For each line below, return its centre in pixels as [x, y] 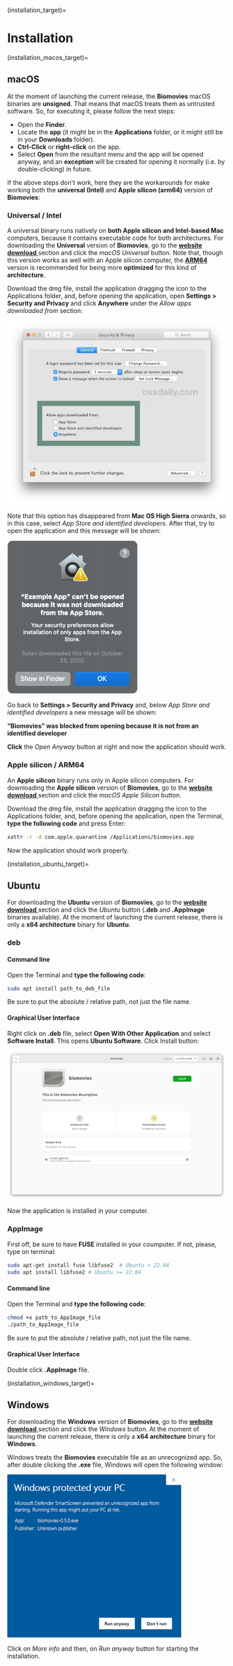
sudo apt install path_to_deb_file [59, 988]
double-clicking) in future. [55, 169]
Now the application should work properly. [68, 850]
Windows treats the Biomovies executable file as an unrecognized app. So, [115, 1458]
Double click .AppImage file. [48, 1370]
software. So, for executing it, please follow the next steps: [91, 111]
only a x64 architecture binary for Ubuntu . [69, 925]
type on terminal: [32, 1251]
